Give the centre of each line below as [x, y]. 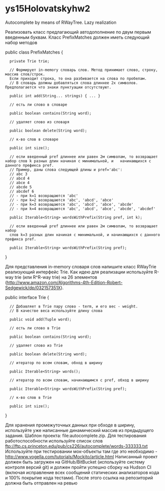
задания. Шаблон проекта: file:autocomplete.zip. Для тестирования [76, 435]
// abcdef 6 [22, 191]
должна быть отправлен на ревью [41, 483]
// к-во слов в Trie [31, 397]
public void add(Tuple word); [41, 319]
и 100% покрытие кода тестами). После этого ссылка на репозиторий [79, 478]
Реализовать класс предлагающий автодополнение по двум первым [78, 32]
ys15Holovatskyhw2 [48, 9]
